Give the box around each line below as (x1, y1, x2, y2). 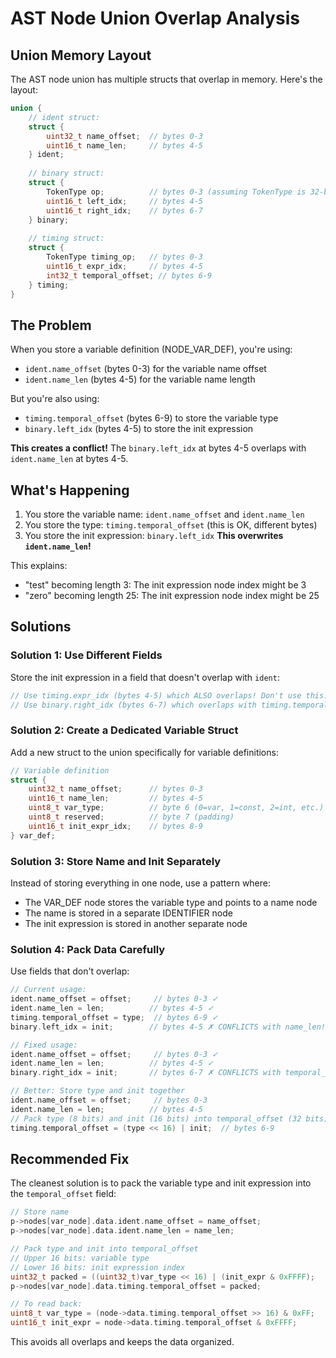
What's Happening (10, 482, 130, 499)
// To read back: (10, 1299, 83, 1309)
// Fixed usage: (10, 1040, 78, 1050)
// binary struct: (28, 168, 105, 179)
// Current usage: (10, 985, 87, 995)
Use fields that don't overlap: (10, 965, 130, 977)
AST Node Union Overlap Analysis (10, 7, 300, 30)
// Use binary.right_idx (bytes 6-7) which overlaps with (10, 700, 257, 710)
